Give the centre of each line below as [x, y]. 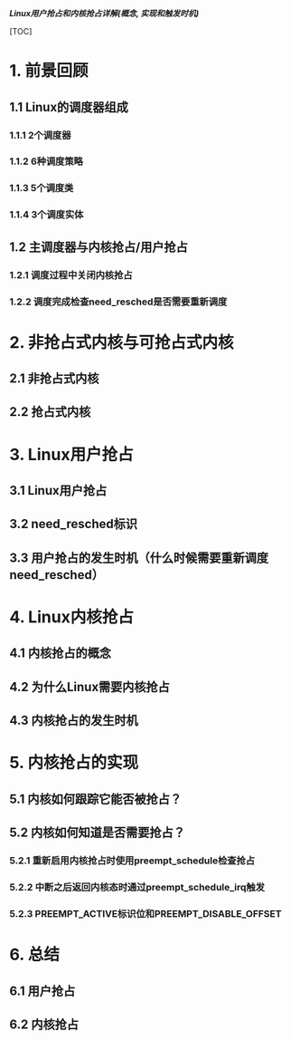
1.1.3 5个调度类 [42, 188]
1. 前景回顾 [49, 71]
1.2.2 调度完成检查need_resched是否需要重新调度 [118, 302]
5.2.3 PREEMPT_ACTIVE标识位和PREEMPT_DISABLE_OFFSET [145, 913]
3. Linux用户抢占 [71, 454]
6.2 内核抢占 [44, 1024]
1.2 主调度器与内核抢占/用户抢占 [99, 247]
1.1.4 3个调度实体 [47, 215]
